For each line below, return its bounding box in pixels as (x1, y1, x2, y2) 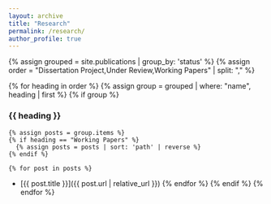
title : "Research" (8, 20, 71, 28)
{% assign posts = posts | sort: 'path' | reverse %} (15, 143, 201, 151)
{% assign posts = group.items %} (8, 128, 126, 137)
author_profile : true (8, 34, 82, 43)
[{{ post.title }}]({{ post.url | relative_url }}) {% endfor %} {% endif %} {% (19, 178, 264, 188)
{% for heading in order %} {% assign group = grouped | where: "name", (8, 81, 252, 91)
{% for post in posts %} (8, 164, 92, 172)
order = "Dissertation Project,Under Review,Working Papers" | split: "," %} (8, 66, 256, 76)
